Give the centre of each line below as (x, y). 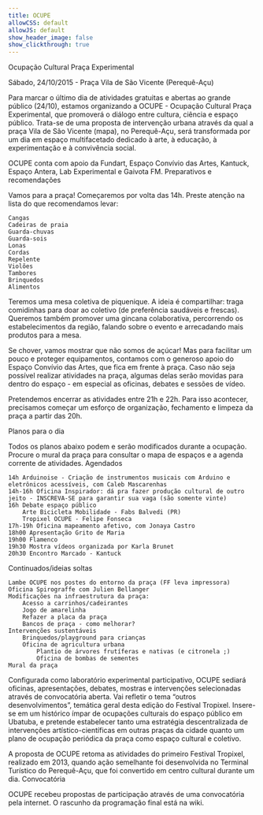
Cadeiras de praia (38, 225)
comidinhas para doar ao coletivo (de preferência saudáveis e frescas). (124, 310)
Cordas (19, 253)
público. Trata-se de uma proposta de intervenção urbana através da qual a (131, 123)
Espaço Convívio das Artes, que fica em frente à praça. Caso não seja (122, 367)
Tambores (22, 274)
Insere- (244, 705)
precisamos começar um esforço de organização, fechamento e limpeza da (131, 407)
